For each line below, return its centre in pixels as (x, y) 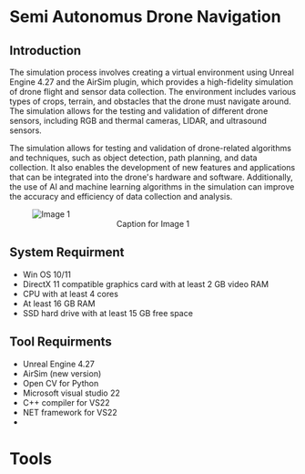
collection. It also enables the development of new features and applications (152, 167)
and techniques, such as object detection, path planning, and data (133, 158)
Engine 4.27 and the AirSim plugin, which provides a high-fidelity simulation (152, 82)
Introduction (46, 51)
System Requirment (67, 252)
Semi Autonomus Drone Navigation (145, 17)
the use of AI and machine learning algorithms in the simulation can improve (152, 187)
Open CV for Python (61, 383)
